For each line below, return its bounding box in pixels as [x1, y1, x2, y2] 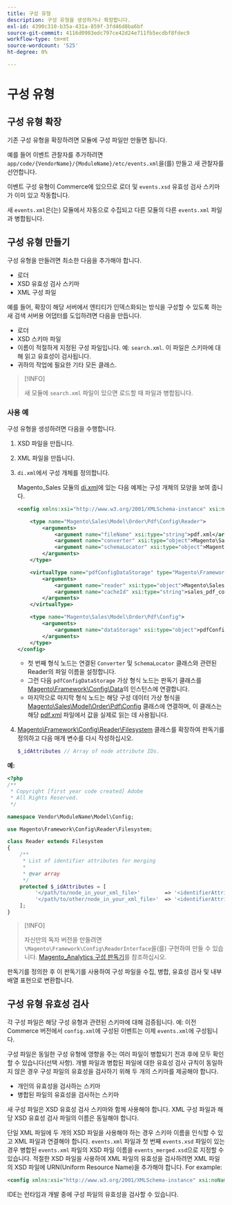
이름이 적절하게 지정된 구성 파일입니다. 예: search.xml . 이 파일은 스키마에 [17, 343, 214, 351]
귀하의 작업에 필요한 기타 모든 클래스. [17, 360, 117, 369]
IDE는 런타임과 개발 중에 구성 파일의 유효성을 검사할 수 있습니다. [7, 1190, 179, 1198]
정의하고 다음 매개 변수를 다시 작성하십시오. [17, 734, 134, 742]
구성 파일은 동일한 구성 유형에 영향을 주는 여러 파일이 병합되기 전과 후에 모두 [7, 1050, 212, 1058]
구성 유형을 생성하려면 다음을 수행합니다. [7, 424, 116, 432]
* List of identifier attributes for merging [22, 858, 156, 865]
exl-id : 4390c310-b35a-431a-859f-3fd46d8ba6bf [7, 23, 144, 30]
